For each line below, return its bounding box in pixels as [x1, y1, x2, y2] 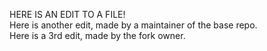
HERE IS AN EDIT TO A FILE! [9, 9, 126, 20]
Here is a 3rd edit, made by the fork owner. [9, 30, 186, 41]
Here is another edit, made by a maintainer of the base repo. [9, 19, 258, 31]
